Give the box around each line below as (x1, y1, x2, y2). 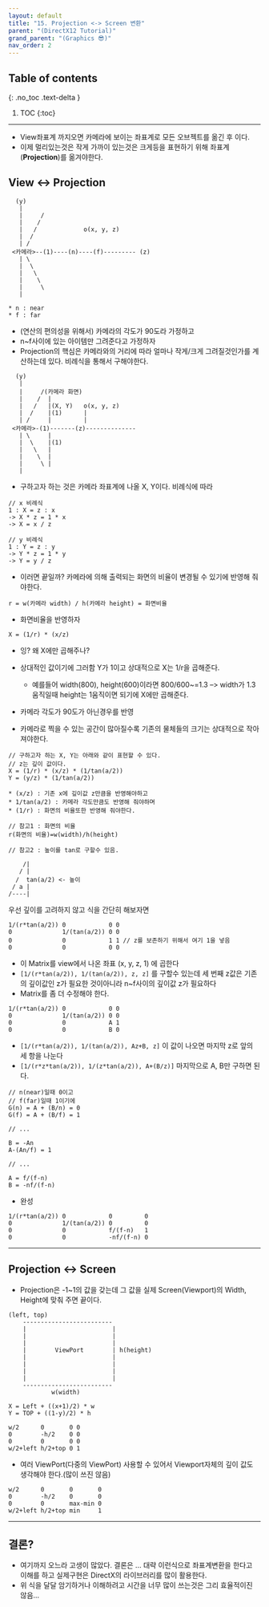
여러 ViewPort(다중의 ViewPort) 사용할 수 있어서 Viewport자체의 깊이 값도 (19, 1459, 254, 1469)
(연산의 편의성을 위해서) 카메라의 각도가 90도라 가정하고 (19, 326, 195, 335)
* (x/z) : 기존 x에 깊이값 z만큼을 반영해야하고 (8, 789, 148, 797)
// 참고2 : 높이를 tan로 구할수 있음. (8, 846, 119, 854)
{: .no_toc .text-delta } (8, 92, 81, 102)
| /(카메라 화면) (18, 388, 82, 396)
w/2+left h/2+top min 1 (8, 1506, 102, 1515)
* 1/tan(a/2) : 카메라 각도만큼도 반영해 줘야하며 (8, 797, 155, 806)
